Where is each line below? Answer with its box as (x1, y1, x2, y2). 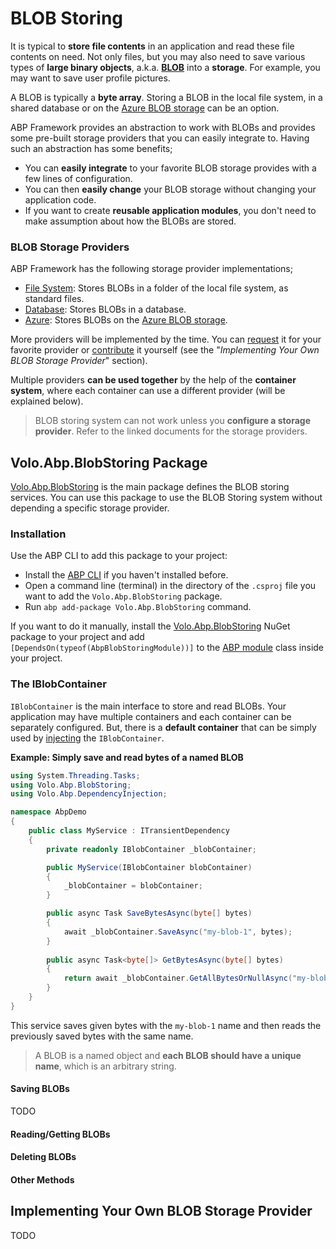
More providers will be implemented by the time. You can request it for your (10, 333, 322, 346)
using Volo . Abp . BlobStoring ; (10, 780, 132, 790)
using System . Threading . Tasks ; (10, 770, 141, 781)
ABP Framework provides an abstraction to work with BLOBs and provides (10, 121, 316, 133)
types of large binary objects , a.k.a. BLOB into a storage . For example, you (10, 61, 321, 73)
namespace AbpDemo (10, 807, 87, 817)
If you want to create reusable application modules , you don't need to (24, 204, 317, 216)
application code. (24, 193, 97, 206)
